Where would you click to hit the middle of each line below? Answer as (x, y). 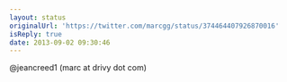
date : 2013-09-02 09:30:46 (60, 42)
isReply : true (36, 34)
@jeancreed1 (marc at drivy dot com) (78, 68)
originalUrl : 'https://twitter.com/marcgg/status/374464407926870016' (144, 26)
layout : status (38, 17)
